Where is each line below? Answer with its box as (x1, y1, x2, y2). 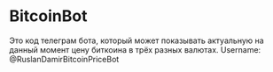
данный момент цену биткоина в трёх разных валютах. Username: (9, 44, 261, 54)
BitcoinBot (9, 6, 88, 26)
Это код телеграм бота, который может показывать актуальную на (9, 35, 264, 46)
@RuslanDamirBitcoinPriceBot (9, 54, 120, 64)
